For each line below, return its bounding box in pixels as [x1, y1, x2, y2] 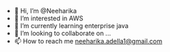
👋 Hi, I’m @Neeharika [14, 7, 77, 15]
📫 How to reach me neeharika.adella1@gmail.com [14, 37, 163, 45]
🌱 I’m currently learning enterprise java [14, 22, 129, 30]
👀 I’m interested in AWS [14, 14, 84, 22]
